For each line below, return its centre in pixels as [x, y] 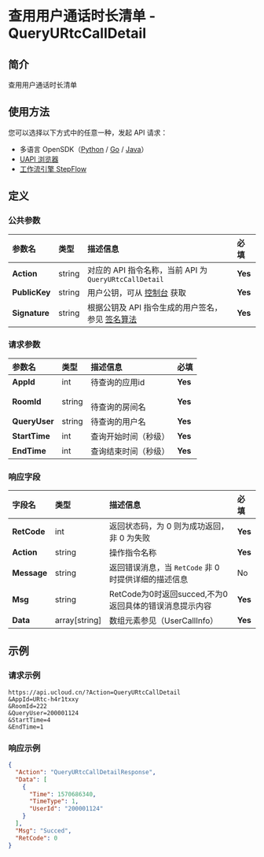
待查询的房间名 [119, 406]
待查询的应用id [118, 382]
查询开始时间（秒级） [130, 436]
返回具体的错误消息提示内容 [160, 606]
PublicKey [31, 292]
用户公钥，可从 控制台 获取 [137, 292]
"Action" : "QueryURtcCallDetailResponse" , [86, 772]
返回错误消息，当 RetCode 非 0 [164, 568]
